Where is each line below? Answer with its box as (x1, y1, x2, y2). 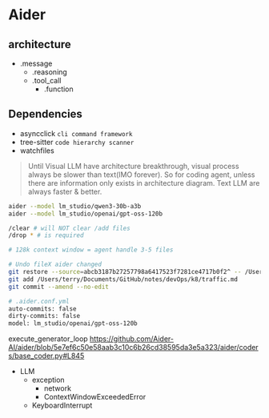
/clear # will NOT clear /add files (8, 224, 130, 232)
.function (43, 84, 74, 94)
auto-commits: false (8, 304, 78, 313)
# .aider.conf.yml (8, 297, 70, 305)
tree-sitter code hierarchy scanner (19, 137, 134, 147)
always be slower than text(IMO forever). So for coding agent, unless (27, 170, 255, 179)
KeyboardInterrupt (31, 400, 93, 410)
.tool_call (31, 76, 62, 85)
